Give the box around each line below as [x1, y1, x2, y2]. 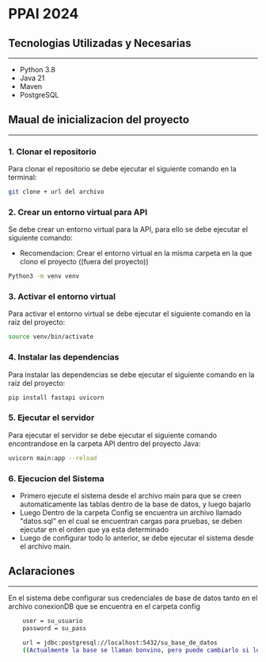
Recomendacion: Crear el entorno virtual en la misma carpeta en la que [19, 248, 253, 258]
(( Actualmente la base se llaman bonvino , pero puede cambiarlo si [22, 646, 250, 655]
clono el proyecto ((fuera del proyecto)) [19, 257, 149, 267]
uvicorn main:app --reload [8, 454, 97, 462]
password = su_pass [22, 624, 87, 632]
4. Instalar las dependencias [8, 352, 120, 363]
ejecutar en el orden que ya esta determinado [19, 525, 169, 534]
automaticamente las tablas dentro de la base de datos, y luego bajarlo [19, 499, 252, 509]
